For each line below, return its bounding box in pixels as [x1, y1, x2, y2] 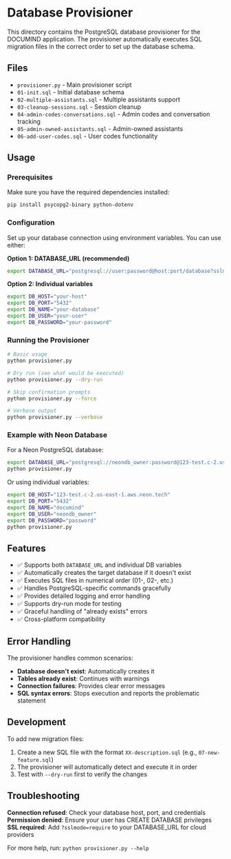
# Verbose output [7, 407, 57, 414]
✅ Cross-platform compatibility [16, 615, 106, 623]
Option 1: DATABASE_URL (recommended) [7, 254, 130, 263]
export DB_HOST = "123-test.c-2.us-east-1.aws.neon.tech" [7, 492, 170, 498]
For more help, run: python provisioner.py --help [7, 843, 149, 852]
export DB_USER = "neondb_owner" [7, 510, 97, 518]
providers [7, 830, 34, 838]
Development [7, 716, 67, 728]
